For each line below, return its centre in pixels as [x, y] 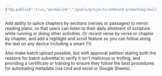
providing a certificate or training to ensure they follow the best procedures [80, 63]
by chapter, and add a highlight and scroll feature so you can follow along [78, 38]
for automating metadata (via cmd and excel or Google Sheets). [68, 68]
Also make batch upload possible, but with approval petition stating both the [81, 53]
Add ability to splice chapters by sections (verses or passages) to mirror [77, 23]
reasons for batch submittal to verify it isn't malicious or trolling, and [73, 58]
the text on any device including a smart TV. [49, 43]
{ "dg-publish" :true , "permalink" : [39, 9]
